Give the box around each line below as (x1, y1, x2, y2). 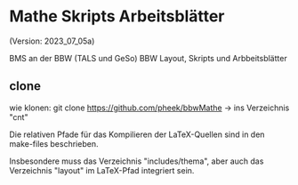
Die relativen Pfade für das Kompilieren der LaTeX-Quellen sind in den (9, 129, 265, 140)
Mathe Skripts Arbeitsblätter (9, 6, 225, 27)
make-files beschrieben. (9, 138, 99, 149)
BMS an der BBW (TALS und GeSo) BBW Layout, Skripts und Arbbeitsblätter (9, 52, 287, 63)
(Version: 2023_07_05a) (9, 36, 95, 46)
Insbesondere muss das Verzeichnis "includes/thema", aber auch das (9, 156, 264, 166)
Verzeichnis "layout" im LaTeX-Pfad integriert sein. (9, 165, 195, 175)
